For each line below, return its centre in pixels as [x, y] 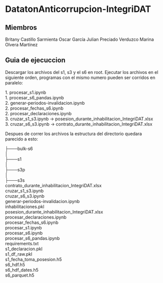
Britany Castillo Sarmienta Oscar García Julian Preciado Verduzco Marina [80, 39]
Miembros [21, 28]
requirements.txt [22, 243]
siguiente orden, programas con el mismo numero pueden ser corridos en [80, 77]
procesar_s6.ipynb [24, 233]
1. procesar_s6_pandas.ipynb [35, 97]
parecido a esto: [22, 139]
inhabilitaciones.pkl [25, 207]
